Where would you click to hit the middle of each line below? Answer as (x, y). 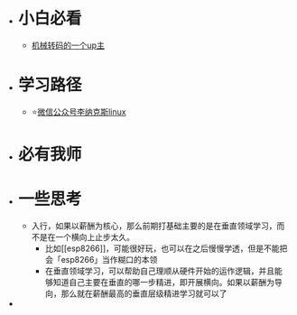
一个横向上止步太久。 (95, 237)
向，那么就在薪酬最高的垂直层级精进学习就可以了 (136, 293)
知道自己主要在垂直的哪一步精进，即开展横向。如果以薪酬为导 (167, 282)
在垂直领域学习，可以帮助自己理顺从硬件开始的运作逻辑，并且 (160, 271)
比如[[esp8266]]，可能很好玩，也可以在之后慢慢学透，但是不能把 (166, 248)
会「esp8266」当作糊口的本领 (101, 259)
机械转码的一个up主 (68, 45)
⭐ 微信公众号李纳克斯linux (79, 111)
